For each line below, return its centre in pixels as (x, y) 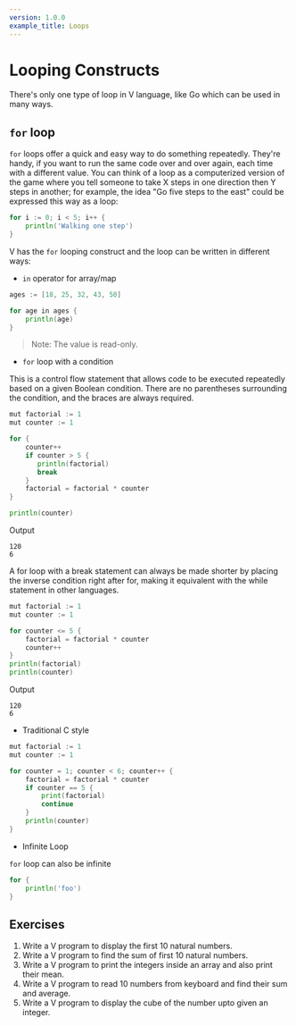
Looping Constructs (85, 70)
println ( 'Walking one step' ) (79, 226)
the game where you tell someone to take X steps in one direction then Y (143, 182)
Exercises (37, 925)
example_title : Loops (49, 26)
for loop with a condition (68, 362)
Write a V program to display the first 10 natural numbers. (127, 946)
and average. (46, 994)
